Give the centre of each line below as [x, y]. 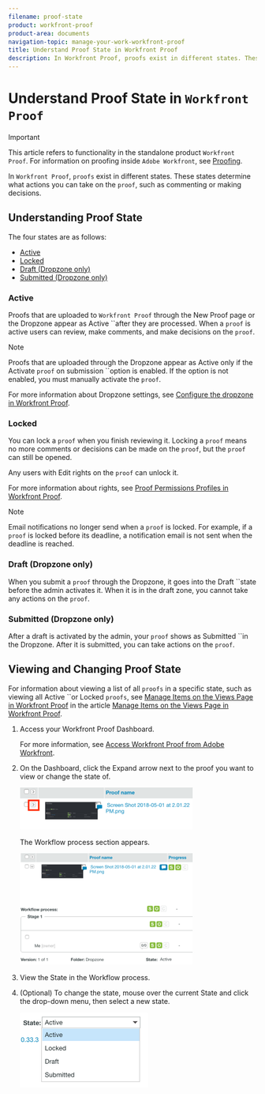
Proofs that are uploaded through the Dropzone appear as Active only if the [131, 363]
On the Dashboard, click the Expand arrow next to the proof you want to [136, 768]
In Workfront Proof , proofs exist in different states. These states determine [129, 176]
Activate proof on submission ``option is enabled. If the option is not [118, 371]
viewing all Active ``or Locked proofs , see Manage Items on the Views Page [131, 696]
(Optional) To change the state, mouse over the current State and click [134, 993]
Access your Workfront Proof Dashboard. [87, 729]
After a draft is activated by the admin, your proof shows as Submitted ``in [128, 636]
